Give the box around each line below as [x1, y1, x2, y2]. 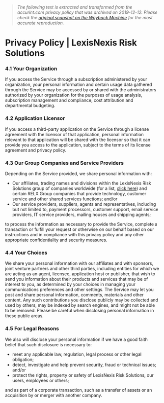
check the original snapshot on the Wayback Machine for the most [17, 15, 153, 20]
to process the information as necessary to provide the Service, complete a [5, 221, 158, 227]
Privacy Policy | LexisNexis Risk [5, 37, 137, 48]
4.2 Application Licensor [5, 115, 65, 122]
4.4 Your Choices [5, 249, 48, 256]
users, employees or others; [12, 377, 69, 383]
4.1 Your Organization [5, 65, 57, 72]
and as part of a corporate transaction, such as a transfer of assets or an [5, 387, 152, 393]
